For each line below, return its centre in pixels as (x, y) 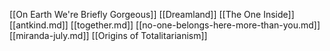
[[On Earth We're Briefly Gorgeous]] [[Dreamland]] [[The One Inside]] (152, 14)
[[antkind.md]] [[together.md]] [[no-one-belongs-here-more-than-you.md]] (165, 25)
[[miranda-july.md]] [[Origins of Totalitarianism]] (108, 35)
